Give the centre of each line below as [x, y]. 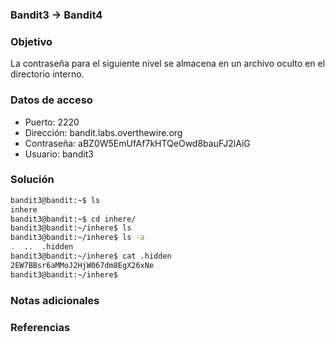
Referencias [40, 327]
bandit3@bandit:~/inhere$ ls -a [77, 238]
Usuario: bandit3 [59, 154]
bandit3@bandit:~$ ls [55, 200]
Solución [32, 180]
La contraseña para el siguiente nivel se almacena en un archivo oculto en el [168, 64]
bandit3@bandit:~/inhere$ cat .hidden [91, 256]
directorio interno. [47, 74]
